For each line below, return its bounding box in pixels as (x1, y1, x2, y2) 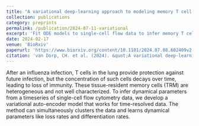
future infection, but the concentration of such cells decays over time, (6, 75, 176, 82)
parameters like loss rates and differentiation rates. (6, 113, 130, 120)
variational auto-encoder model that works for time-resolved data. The (6, 100, 179, 107)
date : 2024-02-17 (6, 36, 49, 42)
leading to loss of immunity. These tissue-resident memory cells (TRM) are (6, 81, 188, 89)
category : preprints (6, 20, 57, 25)
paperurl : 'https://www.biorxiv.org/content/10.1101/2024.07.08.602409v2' (6, 47, 195, 53)
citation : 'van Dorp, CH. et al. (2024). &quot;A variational (6, 53, 163, 59)
